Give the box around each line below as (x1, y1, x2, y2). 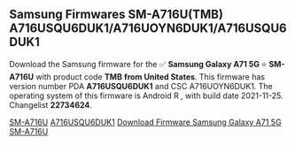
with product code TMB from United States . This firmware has (35, 71, 266, 82)
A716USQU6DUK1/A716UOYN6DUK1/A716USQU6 (9, 21, 287, 36)
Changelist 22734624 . (9, 99, 93, 110)
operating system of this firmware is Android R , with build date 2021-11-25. (9, 90, 283, 101)
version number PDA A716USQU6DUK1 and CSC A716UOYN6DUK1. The (9, 80, 273, 91)
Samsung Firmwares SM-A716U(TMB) (9, 7, 224, 22)
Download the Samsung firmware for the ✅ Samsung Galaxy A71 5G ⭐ (9, 58, 268, 69)
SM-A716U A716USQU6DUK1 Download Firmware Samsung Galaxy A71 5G (9, 117, 282, 127)
